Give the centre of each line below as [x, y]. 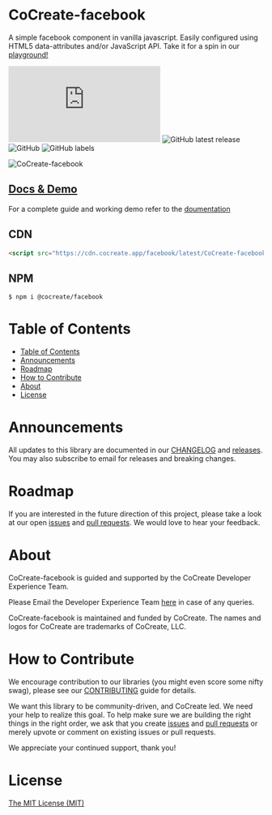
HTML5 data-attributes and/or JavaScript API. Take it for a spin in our [124, 45]
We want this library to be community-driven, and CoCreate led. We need [131, 706]
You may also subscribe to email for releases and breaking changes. [122, 459]
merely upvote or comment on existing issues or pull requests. [112, 731]
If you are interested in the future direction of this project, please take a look [135, 514]
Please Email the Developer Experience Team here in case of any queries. [132, 602]
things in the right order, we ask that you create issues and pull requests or [133, 723]
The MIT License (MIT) [47, 803]
